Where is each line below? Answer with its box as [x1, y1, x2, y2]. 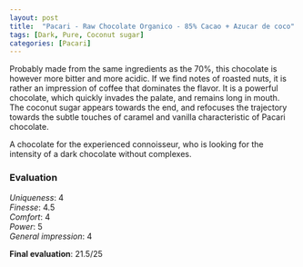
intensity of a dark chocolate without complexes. [9, 149, 192, 160]
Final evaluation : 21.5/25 [9, 248, 103, 259]
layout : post [9, 13, 59, 23]
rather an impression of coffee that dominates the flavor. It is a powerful [9, 83, 279, 94]
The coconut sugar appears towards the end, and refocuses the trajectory [9, 102, 288, 114]
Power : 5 [9, 221, 43, 232]
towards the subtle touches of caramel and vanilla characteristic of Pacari [9, 112, 287, 123]
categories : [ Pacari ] [9, 38, 92, 48]
